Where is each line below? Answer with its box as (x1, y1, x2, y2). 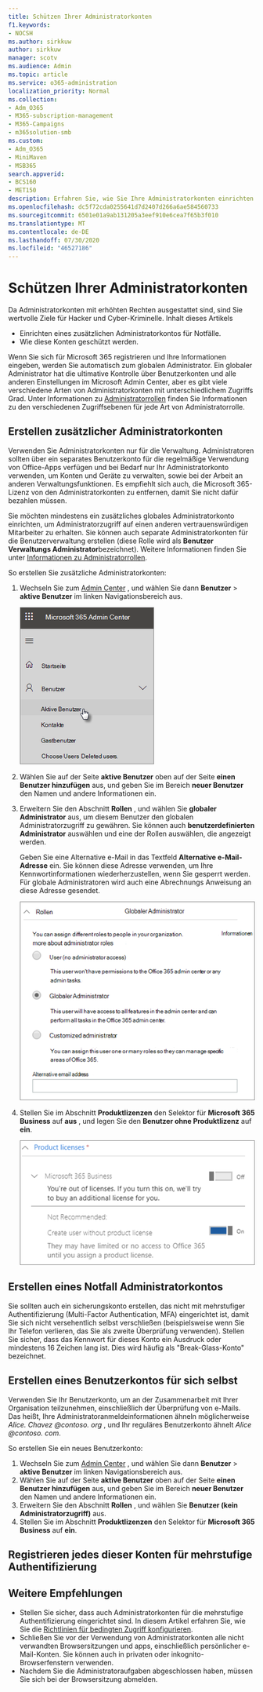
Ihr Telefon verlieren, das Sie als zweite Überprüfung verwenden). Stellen (8, 1326, 245, 1336)
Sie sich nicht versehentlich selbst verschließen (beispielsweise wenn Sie (8, 1318, 245, 1327)
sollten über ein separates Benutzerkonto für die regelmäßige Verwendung (8, 454, 249, 463)
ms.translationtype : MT (8, 220, 86, 228)
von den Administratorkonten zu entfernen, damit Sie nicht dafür (31, 487, 239, 497)
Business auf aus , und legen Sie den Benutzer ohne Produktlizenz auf (19, 1116, 252, 1125)
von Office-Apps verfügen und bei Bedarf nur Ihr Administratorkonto (8, 462, 229, 472)
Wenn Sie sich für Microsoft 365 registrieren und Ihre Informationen (8, 352, 227, 362)
